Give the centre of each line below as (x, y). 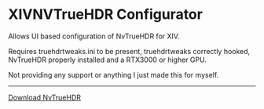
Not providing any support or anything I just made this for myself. (114, 74)
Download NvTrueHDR (44, 97)
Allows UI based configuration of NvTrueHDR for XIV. (94, 36)
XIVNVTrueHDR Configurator (105, 15)
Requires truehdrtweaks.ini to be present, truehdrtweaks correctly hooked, (129, 51)
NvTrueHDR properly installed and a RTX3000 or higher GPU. (107, 60)
